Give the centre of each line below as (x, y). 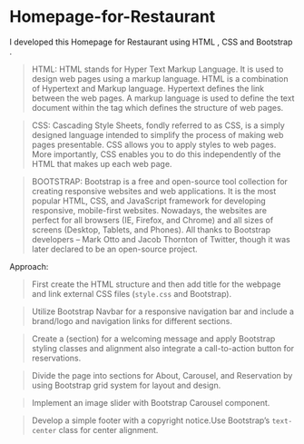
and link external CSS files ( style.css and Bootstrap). (132, 293)
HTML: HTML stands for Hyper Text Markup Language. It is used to (157, 69)
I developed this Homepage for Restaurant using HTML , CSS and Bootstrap (151, 42)
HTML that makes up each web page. (102, 163)
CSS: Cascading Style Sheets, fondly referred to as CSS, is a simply (158, 125)
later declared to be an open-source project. (114, 249)
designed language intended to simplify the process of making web (157, 134)
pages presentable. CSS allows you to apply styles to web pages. (154, 144)
